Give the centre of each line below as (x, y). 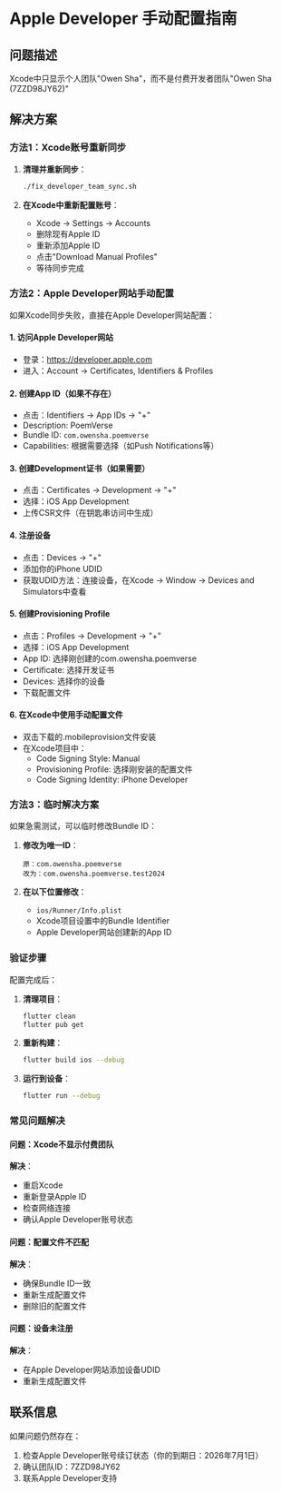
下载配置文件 (46, 692)
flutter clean (49, 1016)
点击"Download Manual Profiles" (97, 256)
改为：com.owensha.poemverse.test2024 (94, 874)
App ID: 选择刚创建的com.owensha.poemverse (110, 658)
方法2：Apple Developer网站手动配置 (92, 293)
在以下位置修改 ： (54, 892)
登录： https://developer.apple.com (87, 360)
